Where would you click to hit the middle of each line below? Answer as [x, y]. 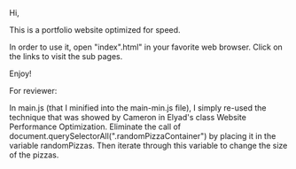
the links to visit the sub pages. [66, 56]
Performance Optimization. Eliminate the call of [95, 127]
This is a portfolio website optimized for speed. [95, 30]
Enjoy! [21, 73]
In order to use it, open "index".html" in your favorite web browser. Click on [146, 47]
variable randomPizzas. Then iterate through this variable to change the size [148, 146]
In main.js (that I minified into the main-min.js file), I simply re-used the [138, 108]
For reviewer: [33, 91]
